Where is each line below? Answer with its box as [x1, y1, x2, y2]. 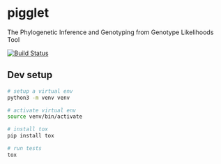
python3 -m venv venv [7, 94, 70, 101]
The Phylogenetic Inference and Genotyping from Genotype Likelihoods [7, 28, 214, 36]
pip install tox [7, 133, 54, 140]
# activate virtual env [7, 107, 77, 114]
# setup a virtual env [7, 87, 73, 95]
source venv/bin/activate [7, 113, 82, 120]
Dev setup [7, 69, 53, 81]
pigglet [7, 5, 49, 21]
